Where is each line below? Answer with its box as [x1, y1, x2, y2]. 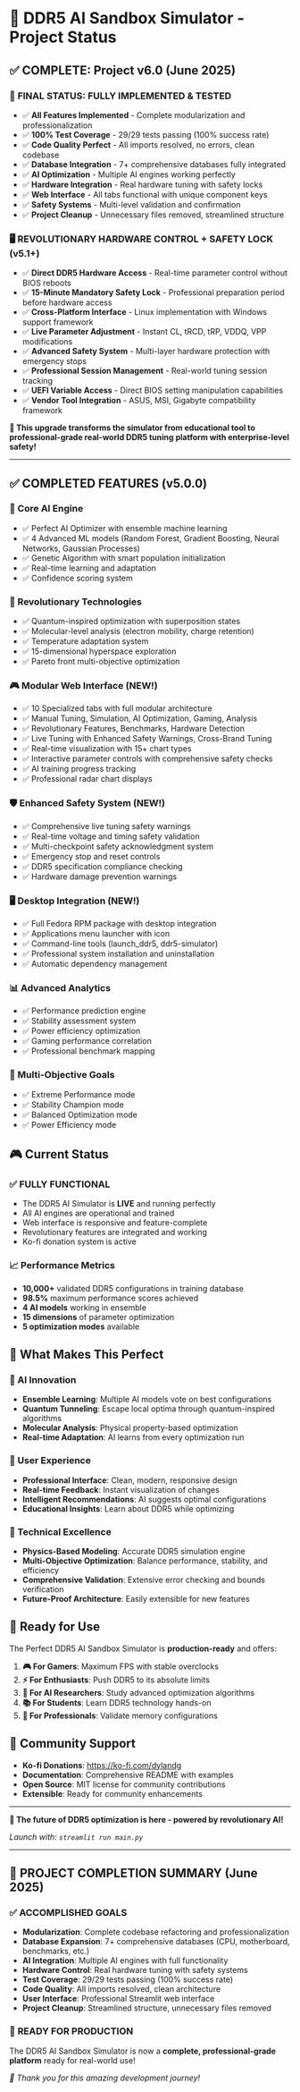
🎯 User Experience [9, 1454, 91, 1467]
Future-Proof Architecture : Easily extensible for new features [21, 1593, 250, 1604]
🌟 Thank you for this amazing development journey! [9, 2072, 201, 2083]
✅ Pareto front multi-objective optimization [21, 656, 180, 667]
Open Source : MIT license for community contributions [21, 1779, 226, 1790]
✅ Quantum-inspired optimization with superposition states [21, 616, 241, 627]
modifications [21, 336, 73, 347]
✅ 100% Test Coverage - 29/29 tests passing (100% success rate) [21, 129, 270, 140]
